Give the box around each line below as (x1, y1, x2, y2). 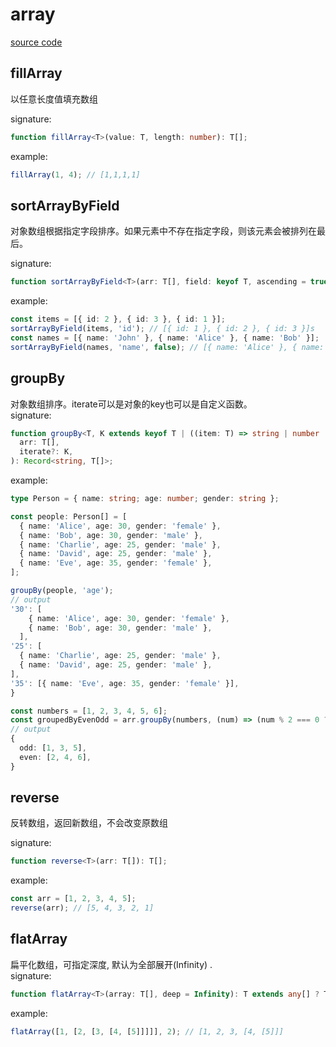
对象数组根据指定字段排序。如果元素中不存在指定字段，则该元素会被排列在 (10, 225, 317, 237)
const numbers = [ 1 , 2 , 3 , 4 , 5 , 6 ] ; (10, 706, 168, 716)
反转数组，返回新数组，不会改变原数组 (10, 817, 168, 829)
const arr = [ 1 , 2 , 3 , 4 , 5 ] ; (10, 894, 137, 904)
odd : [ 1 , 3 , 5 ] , (19, 743, 87, 753)
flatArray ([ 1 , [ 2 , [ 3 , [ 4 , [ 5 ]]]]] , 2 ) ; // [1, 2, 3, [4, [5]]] (10, 1026, 284, 1037)
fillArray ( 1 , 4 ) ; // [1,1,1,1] (10, 169, 141, 180)
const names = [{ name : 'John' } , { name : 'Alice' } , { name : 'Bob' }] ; (10, 333, 320, 343)
